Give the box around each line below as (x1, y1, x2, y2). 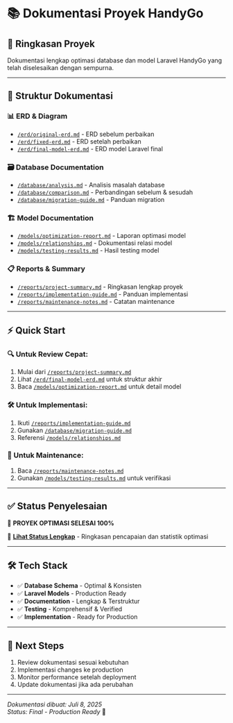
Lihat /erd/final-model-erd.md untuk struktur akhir (17, 375, 163, 384)
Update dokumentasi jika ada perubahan (17, 681, 134, 689)
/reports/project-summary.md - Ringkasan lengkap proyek (17, 282, 184, 291)
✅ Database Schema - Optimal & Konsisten (17, 581, 142, 590)
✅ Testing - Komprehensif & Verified (17, 605, 123, 613)
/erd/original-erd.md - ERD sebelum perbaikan (17, 130, 155, 138)
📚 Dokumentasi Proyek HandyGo (7, 6, 204, 22)
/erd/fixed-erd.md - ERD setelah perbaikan (17, 137, 141, 146)
